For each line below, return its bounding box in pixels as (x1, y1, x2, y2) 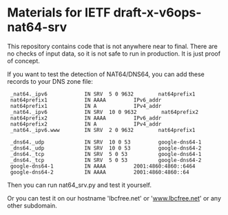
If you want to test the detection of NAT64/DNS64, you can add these (7, 70, 205, 78)
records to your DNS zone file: (7, 77, 93, 85)
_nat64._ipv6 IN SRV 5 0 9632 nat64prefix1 (10, 91, 196, 98)
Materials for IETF (7, 5, 112, 21)
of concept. (7, 56, 40, 65)
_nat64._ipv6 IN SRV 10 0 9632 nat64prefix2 (10, 109, 198, 115)
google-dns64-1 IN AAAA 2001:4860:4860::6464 (10, 163, 196, 170)
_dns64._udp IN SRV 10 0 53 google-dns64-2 (10, 144, 202, 152)
